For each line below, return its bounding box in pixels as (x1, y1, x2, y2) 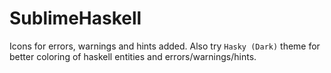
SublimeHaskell (9, 7, 142, 30)
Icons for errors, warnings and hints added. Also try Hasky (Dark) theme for (9, 40, 321, 52)
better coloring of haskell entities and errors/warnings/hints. (9, 50, 257, 62)
